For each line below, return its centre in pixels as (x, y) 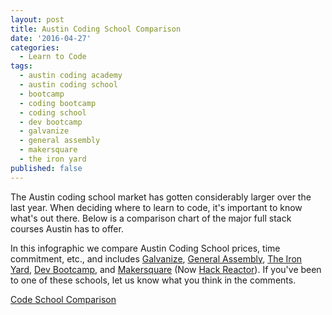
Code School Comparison (63, 299)
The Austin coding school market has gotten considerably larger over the (161, 197)
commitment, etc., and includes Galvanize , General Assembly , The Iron (156, 258)
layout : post (37, 19)
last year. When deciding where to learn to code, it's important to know (156, 207)
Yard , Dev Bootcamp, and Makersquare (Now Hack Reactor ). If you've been (166, 269)
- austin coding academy (71, 76)
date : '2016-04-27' (51, 38)
